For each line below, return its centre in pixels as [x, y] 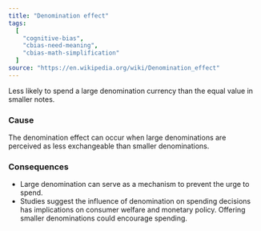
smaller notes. [32, 99]
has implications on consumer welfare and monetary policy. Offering [133, 210]
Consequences [39, 167]
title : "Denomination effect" [59, 16]
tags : [17, 23]
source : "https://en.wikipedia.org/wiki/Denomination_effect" [114, 68]
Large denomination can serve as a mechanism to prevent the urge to [135, 184]
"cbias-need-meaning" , [60, 46]
